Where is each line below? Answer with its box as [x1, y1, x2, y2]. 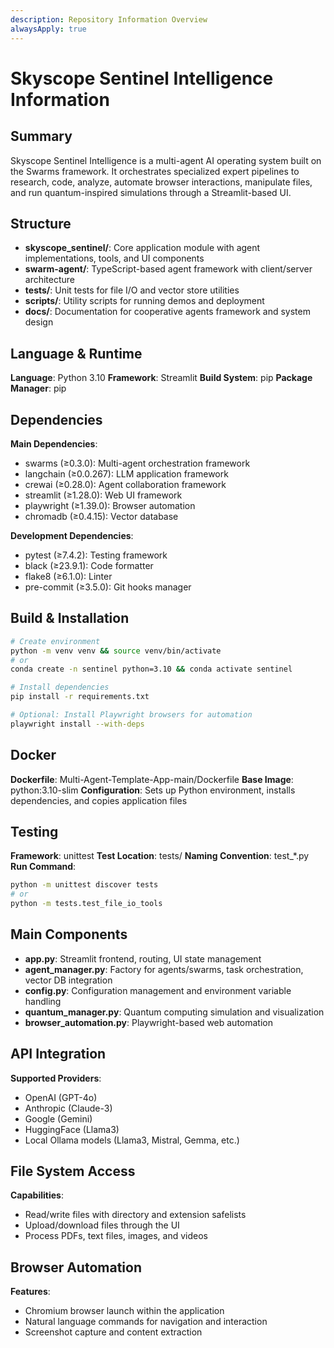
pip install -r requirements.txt [10, 692, 150, 702]
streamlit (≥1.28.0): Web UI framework [24, 489, 183, 501]
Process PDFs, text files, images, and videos [24, 1230, 208, 1242]
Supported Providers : [10, 1072, 102, 1084]
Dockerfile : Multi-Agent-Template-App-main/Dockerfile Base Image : [10, 773, 294, 785]
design [24, 316, 54, 328]
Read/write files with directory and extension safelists [24, 1209, 247, 1221]
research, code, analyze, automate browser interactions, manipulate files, [10, 176, 313, 188]
